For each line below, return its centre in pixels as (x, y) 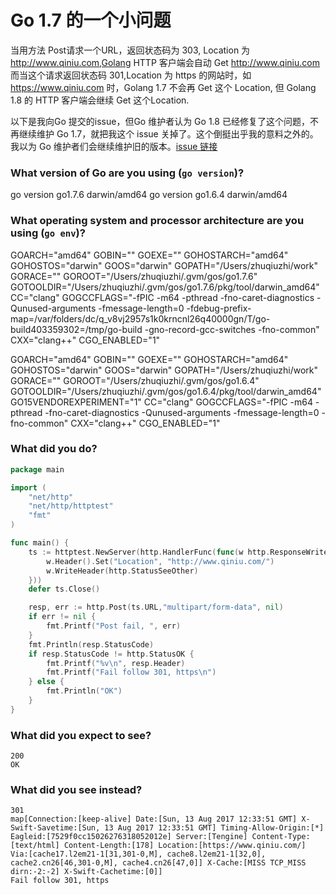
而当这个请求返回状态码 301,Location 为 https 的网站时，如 (131, 75)
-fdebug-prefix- (219, 308)
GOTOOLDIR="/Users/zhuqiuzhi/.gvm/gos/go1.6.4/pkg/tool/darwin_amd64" (166, 391)
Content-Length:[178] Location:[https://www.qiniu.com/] (185, 846)
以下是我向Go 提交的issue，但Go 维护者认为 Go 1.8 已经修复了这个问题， (160, 121)
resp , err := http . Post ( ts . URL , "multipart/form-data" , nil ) (156, 607)
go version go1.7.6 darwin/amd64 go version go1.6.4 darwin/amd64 (149, 195)
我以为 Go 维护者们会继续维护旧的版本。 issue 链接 (114, 146)
